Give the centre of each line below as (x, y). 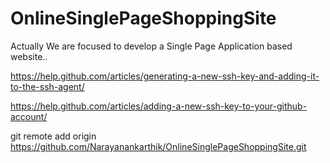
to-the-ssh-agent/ (47, 86)
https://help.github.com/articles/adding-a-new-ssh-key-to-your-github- (159, 106)
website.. (29, 56)
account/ (29, 116)
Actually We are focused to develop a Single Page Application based (151, 46)
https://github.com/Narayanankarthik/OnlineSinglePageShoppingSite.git (158, 146)
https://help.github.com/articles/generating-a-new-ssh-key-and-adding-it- (165, 76)
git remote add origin (53, 136)
